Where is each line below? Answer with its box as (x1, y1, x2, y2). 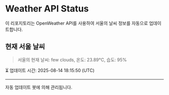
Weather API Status (5, 3, 89, 14)
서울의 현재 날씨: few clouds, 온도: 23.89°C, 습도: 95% (17, 56, 127, 62)
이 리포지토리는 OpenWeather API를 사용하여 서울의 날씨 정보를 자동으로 (5, 20, 148, 26)
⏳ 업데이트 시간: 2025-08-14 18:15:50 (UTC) (5, 67, 95, 73)
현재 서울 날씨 (5, 42, 45, 51)
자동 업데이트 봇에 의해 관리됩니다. (5, 84, 72, 90)
